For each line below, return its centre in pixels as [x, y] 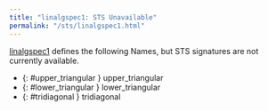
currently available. [45, 60]
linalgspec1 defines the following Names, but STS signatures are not [134, 51]
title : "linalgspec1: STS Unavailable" [83, 17]
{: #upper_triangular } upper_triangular [93, 77]
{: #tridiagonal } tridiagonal [71, 96]
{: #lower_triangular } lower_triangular [91, 87]
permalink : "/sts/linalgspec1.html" [77, 26]
